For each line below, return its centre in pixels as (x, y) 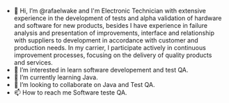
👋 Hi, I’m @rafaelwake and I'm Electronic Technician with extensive (110, 11)
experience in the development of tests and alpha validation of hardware (118, 18)
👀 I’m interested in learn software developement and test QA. (101, 70)
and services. (33, 62)
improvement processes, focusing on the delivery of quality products (113, 55)
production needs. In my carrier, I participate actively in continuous (110, 48)
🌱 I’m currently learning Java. (56, 77)
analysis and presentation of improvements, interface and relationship (114, 33)
